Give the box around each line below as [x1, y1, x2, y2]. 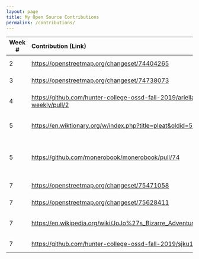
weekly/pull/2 [31, 101, 69, 109]
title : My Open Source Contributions [6, 14, 99, 20]
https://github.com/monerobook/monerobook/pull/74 [31, 153, 180, 161]
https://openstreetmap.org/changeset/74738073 [31, 76, 169, 85]
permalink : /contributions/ [6, 20, 76, 25]
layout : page [6, 8, 38, 15]
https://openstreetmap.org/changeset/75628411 [31, 199, 169, 207]
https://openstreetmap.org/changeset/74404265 [31, 60, 169, 68]
